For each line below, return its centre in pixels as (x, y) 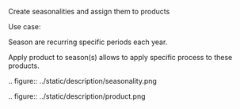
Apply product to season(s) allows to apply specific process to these (120, 57)
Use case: (25, 26)
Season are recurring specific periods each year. (88, 42)
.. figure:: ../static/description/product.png (77, 96)
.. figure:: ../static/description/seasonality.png (82, 81)
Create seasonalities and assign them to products (89, 11)
